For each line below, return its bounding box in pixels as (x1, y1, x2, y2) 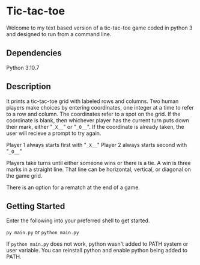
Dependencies (6, 48, 62, 58)
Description (6, 81, 51, 92)
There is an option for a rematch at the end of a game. (6, 184, 140, 191)
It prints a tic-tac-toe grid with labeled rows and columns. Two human (6, 98, 179, 105)
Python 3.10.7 (6, 64, 40, 71)
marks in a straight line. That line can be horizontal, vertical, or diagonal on (6, 166, 191, 173)
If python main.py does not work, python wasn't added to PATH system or (6, 240, 189, 248)
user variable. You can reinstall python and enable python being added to (6, 247, 188, 254)
